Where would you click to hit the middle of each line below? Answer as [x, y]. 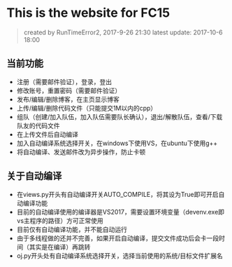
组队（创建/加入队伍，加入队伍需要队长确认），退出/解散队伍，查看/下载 [119, 116]
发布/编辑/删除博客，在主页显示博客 [68, 99]
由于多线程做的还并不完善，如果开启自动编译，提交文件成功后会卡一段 [118, 238]
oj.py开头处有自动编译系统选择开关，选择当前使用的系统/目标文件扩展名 [119, 255]
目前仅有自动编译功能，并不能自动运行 [72, 229]
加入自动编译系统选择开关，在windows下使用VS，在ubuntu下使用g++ [117, 143]
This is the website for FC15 [88, 13]
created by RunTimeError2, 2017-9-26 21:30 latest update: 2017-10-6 [123, 32]
